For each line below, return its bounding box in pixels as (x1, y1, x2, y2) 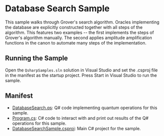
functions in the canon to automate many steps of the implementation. (5, 40, 147, 45)
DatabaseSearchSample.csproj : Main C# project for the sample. (12, 125, 141, 131)
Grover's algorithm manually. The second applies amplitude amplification (5, 35, 152, 41)
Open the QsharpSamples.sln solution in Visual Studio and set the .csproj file (5, 67, 158, 73)
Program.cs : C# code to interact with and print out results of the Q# (12, 115, 149, 121)
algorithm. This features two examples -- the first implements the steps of (5, 29, 154, 35)
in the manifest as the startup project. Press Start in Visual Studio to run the (5, 72, 157, 78)
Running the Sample (5, 54, 68, 63)
